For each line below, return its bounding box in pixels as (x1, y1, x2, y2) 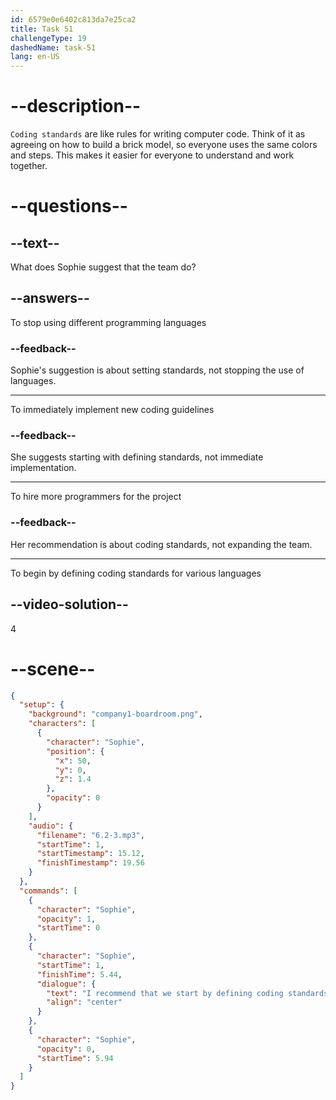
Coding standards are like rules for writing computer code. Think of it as (10, 128, 306, 140)
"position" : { (46, 746, 105, 756)
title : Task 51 (10, 24, 74, 34)
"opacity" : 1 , (36, 914, 97, 924)
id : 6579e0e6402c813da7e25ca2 (10, 14, 137, 25)
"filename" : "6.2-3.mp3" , (36, 830, 145, 840)
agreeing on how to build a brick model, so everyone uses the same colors (10, 139, 318, 151)
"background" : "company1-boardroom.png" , (28, 709, 203, 720)
